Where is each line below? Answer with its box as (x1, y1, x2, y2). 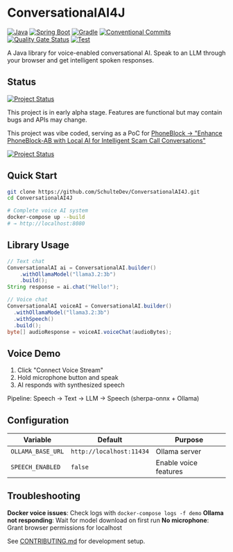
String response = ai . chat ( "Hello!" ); (7, 283, 119, 291)
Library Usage (7, 240, 69, 251)
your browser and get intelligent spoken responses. (7, 56, 155, 64)
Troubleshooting (7, 490, 81, 502)
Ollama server (155, 446, 202, 456)
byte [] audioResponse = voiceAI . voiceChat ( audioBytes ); (7, 328, 172, 335)
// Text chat (7, 258, 45, 265)
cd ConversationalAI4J (7, 194, 73, 202)
